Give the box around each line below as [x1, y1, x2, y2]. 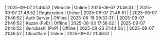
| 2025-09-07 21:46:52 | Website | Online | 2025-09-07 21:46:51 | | [4, 5, 139, 10]
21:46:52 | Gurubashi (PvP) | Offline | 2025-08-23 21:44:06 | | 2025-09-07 [4, 25, 154, 31]
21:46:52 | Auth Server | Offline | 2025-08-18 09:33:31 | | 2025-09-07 [4, 15, 144, 20]
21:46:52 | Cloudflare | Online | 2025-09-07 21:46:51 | [4, 31, 112, 36]
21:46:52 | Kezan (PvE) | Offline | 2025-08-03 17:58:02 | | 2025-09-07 [4, 20, 145, 26]
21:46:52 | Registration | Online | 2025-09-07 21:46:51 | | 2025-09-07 [18, 10, 157, 16]
